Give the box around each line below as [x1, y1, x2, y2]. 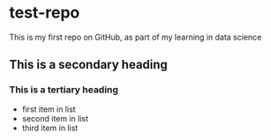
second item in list [21, 113, 89, 123]
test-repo [9, 3, 80, 23]
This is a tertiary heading [9, 84, 119, 96]
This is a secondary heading [9, 57, 168, 72]
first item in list [21, 104, 77, 114]
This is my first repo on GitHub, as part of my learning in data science [9, 32, 262, 42]
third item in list [21, 122, 79, 133]
